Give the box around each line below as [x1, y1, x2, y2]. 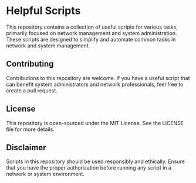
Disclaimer [6, 142, 46, 153]
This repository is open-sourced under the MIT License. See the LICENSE [6, 119, 184, 126]
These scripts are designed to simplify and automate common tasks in [6, 36, 176, 43]
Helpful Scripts [6, 4, 81, 18]
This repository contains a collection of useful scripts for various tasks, [6, 23, 178, 30]
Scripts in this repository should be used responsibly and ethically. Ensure [6, 158, 185, 165]
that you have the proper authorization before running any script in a [6, 164, 172, 171]
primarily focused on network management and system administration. [6, 29, 177, 36]
